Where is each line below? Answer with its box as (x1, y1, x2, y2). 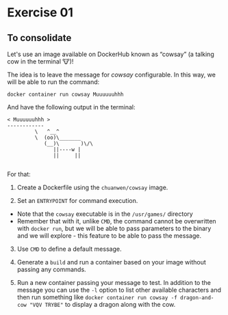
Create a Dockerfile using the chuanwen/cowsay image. (16, 183, 168, 191)
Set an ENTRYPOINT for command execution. (16, 197, 138, 204)
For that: (7, 170, 31, 178)
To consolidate (7, 32, 72, 44)
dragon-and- (180, 295, 214, 301)
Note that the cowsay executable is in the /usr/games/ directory (16, 210, 193, 218)
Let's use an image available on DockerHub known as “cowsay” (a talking (7, 50, 214, 58)
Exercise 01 (7, 5, 74, 20)
